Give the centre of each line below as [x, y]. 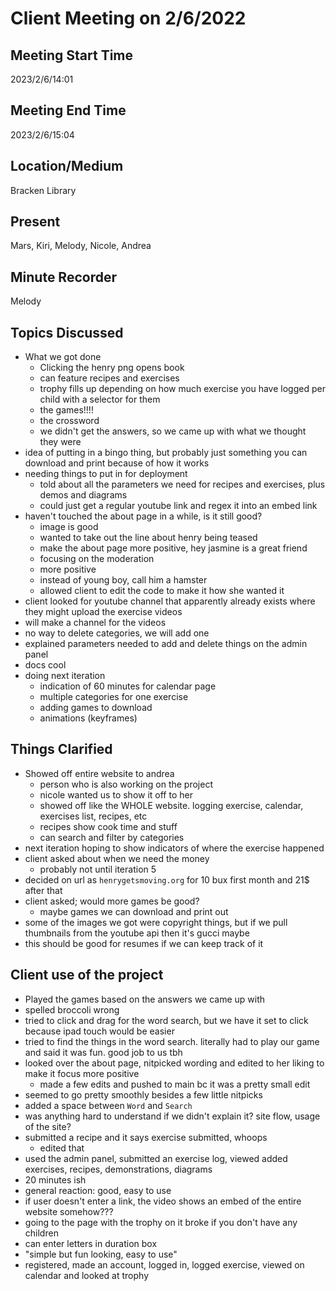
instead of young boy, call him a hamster [123, 580]
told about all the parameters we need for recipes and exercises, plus [182, 484]
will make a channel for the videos [95, 623]
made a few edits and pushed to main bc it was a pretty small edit [175, 1084]
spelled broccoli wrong [72, 1009]
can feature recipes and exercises [109, 378]
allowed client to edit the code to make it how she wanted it [162, 591]
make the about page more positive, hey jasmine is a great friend [173, 548]
